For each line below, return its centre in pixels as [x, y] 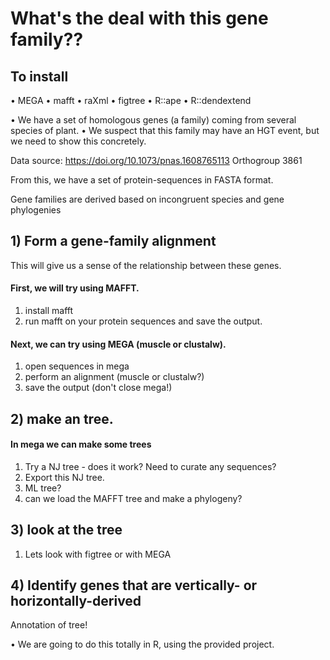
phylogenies [36, 210]
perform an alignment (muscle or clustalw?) [114, 377]
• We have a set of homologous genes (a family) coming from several [153, 120]
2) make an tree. [62, 418]
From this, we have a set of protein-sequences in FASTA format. [142, 180]
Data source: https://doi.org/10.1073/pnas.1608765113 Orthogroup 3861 [156, 160]
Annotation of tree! [49, 625]
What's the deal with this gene [139, 18]
